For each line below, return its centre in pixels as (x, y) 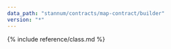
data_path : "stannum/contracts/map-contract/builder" (86, 13)
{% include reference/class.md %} (56, 39)
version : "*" (26, 20)
